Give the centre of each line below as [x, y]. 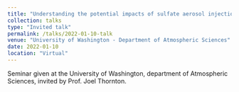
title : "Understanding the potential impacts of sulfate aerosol [106, 14]
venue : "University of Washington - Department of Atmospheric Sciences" [119, 40]
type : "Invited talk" [39, 27]
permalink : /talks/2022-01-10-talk [60, 34]
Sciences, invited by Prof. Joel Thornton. [67, 81]
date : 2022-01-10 [33, 47]
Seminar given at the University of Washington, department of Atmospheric [118, 73]
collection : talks [34, 21]
